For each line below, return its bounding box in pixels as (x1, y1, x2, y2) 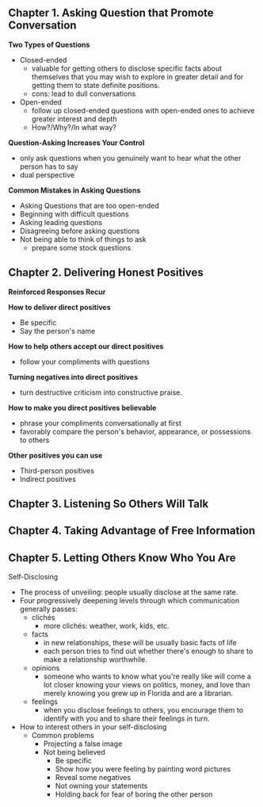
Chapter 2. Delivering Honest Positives (8, 266, 204, 280)
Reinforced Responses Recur (8, 287, 106, 296)
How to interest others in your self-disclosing (19, 722, 167, 732)
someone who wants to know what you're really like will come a (43, 671, 252, 681)
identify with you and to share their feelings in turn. (43, 713, 210, 724)
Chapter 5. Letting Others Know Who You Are (8, 551, 236, 564)
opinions (31, 664, 60, 673)
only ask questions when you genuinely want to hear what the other (19, 153, 242, 163)
